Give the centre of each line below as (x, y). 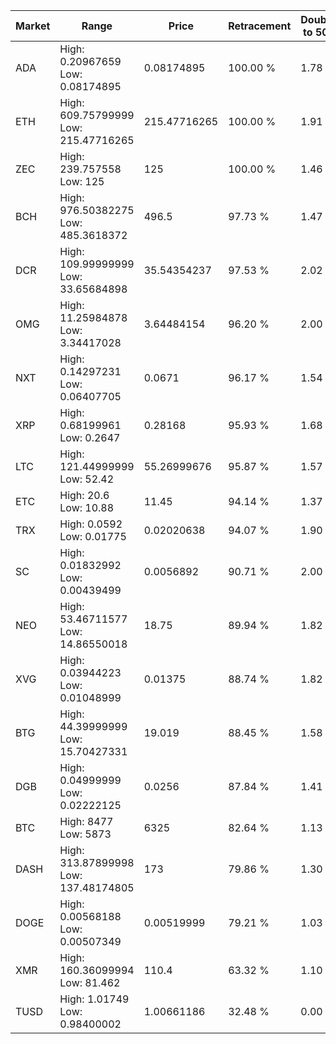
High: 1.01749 (94, 999)
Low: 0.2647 (90, 437)
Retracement (260, 26)
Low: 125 (82, 181)
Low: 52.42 (87, 479)
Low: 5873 (85, 834)
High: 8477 (86, 821)
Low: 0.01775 (93, 536)
